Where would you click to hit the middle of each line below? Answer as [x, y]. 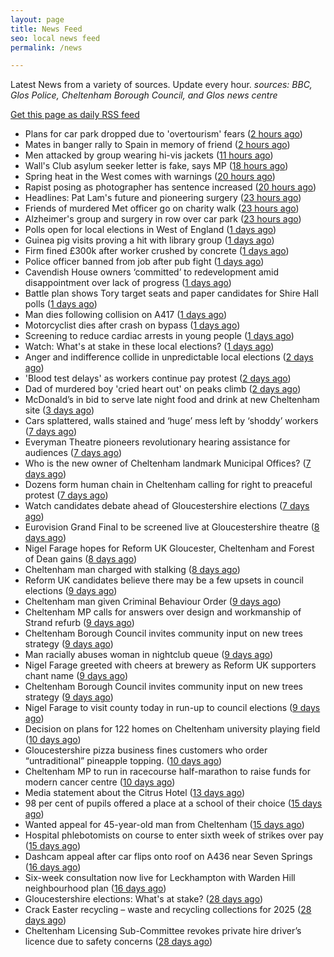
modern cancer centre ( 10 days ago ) [100, 782]
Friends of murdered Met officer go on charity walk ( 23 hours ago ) [162, 208]
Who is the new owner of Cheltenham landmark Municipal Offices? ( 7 [168, 463]
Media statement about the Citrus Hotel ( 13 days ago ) [135, 793]
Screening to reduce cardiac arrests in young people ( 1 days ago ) [159, 336]
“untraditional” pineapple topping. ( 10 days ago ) [123, 761]
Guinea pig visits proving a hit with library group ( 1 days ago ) [149, 240]
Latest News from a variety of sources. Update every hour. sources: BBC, [161, 85]
